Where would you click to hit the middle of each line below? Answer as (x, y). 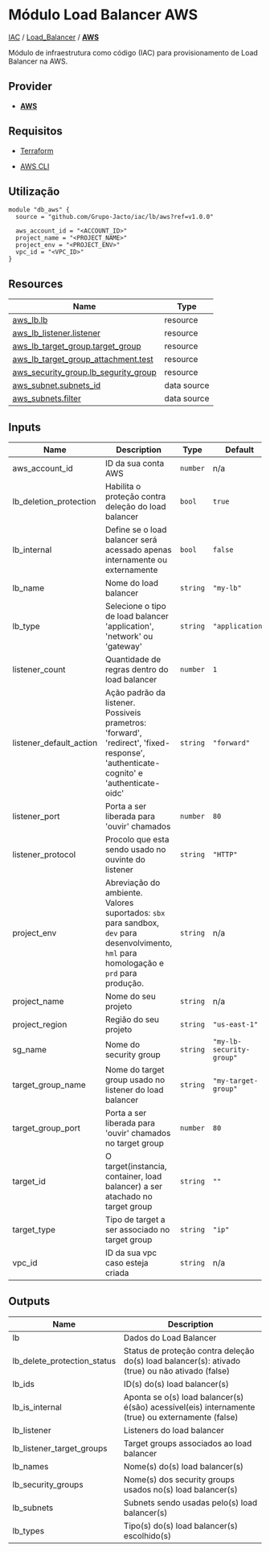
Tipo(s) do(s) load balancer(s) (181, 1525)
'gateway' (123, 646)
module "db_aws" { (39, 210)
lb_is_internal (37, 1407)
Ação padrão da (135, 692)
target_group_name (49, 1085)
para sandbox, (132, 923)
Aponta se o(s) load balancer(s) (184, 1397)
